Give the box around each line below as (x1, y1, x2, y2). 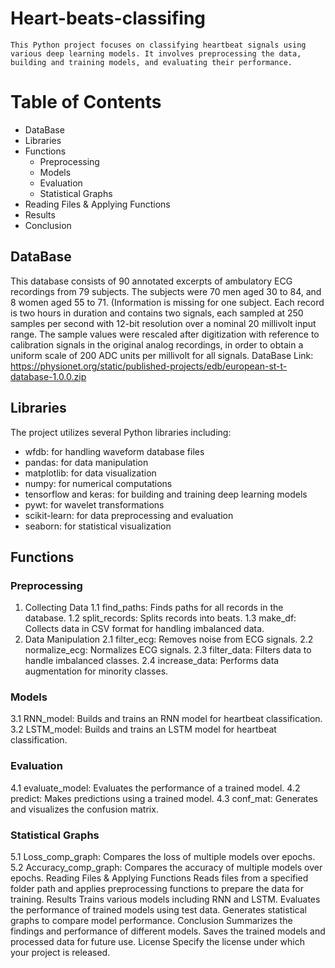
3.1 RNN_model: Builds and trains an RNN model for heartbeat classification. (10, 713, 323, 725)
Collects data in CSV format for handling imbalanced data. (24, 623, 265, 635)
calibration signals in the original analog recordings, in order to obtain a (10, 338, 304, 351)
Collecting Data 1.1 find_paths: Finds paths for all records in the (24, 602, 284, 614)
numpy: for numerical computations (24, 477, 173, 489)
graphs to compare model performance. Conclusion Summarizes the (10, 915, 293, 927)
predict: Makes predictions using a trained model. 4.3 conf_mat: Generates (10, 792, 318, 804)
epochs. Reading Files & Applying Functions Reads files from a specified (10, 872, 309, 884)
